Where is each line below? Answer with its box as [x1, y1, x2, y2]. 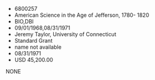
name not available [14, 43, 62, 51]
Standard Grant [14, 37, 52, 44]
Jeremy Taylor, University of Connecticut [14, 31, 116, 38]
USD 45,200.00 [14, 57, 54, 63]
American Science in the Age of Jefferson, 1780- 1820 [14, 11, 150, 19]
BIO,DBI [14, 18, 34, 25]
